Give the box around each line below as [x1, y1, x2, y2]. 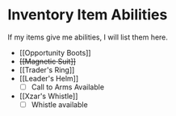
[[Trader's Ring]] [19, 64, 75, 74]
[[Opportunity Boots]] [19, 48, 91, 57]
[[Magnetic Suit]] [19, 56, 76, 66]
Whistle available [31, 100, 88, 110]
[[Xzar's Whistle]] [19, 91, 78, 101]
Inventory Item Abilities [7, 6, 168, 24]
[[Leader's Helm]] [19, 73, 79, 83]
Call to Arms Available [31, 82, 105, 92]
